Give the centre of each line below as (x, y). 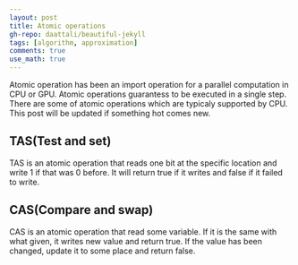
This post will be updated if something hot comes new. (110, 113)
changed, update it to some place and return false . (102, 251)
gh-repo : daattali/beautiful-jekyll (77, 34)
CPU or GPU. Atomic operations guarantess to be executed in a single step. (148, 94)
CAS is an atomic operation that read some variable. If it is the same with (143, 231)
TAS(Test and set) (60, 141)
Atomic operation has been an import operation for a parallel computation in (149, 85)
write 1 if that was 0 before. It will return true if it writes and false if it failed (146, 172)
